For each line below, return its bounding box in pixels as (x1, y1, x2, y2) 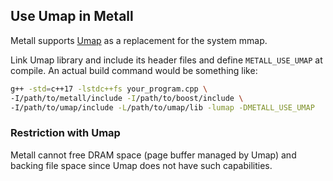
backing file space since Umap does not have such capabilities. (10, 159, 273, 171)
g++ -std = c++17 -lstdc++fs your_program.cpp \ (10, 84, 208, 94)
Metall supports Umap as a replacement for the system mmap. (10, 34, 268, 46)
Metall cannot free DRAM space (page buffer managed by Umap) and (10, 149, 297, 161)
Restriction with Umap (10, 126, 121, 140)
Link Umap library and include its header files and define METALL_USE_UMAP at (10, 54, 323, 66)
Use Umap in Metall (10, 8, 134, 25)
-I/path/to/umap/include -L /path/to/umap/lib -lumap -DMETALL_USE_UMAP (10, 102, 315, 113)
